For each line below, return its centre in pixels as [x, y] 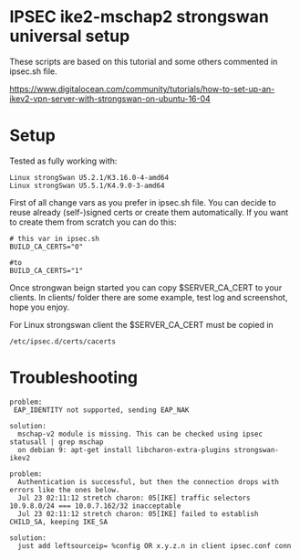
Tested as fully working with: [63, 161]
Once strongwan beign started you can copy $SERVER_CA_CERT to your [146, 287]
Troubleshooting [74, 378]
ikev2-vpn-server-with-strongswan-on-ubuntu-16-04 [110, 99]
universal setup [70, 36]
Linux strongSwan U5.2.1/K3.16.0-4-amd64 [89, 177]
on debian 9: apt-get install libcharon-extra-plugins [124, 449]
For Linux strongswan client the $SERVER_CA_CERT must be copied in [141, 324]
